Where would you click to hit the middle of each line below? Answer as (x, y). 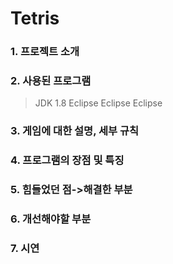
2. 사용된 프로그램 (51, 81)
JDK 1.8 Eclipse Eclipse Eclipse (98, 103)
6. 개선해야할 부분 (51, 219)
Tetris (35, 18)
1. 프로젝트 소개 (45, 52)
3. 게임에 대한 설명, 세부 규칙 (75, 131)
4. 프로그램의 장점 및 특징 (67, 160)
